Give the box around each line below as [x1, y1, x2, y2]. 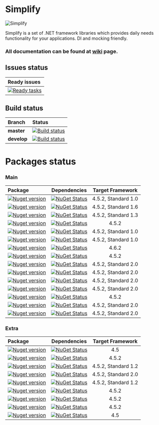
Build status [5, 104, 44, 113]
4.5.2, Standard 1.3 [92, 211, 138, 219]
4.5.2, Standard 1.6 [92, 203, 138, 210]
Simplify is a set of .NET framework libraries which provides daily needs [5, 30, 154, 36]
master [8, 127, 25, 134]
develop [8, 135, 28, 143]
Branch [8, 119, 26, 126]
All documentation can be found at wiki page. [5, 48, 118, 55]
